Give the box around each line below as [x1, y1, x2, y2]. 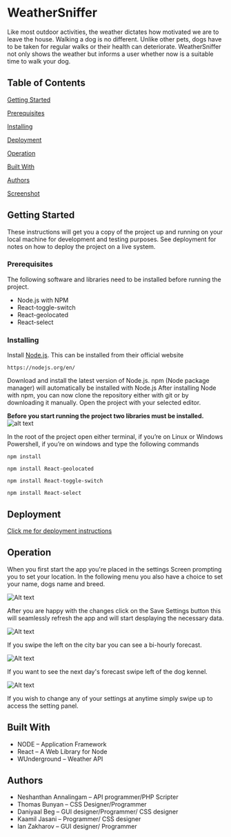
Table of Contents [7, 77, 86, 89]
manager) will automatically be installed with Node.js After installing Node [7, 384, 217, 392]
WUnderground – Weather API [17, 755, 103, 763]
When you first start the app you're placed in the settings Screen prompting [7, 565, 222, 573]
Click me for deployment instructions [7, 527, 112, 535]
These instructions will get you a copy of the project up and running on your [7, 227, 223, 236]
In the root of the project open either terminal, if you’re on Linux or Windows [7, 433, 223, 441]
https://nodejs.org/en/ [7, 364, 76, 371]
